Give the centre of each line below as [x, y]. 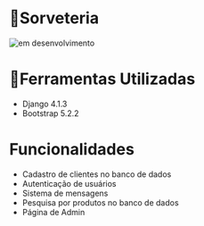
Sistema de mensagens [65, 193]
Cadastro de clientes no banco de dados [97, 174]
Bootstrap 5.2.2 [50, 113]
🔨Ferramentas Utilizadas [102, 79]
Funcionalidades [72, 150]
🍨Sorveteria [54, 18]
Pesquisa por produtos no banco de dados [101, 202]
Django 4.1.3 [45, 104]
